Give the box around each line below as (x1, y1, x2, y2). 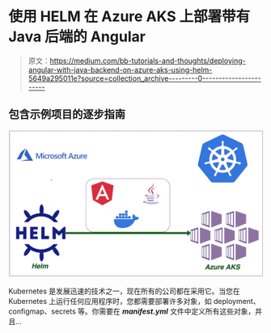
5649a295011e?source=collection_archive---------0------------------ (28, 74, 261, 83)
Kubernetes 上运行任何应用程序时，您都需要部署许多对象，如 (8, 297, 212, 306)
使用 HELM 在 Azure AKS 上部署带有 (8, 7, 251, 26)
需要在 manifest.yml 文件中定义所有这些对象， (99, 306, 256, 316)
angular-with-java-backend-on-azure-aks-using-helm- (28, 65, 213, 74)
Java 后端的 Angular (8, 27, 146, 46)
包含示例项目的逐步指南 (8, 107, 125, 121)
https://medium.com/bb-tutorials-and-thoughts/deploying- (49, 56, 246, 65)
